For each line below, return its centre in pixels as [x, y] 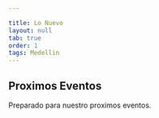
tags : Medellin [34, 53]
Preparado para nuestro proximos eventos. [80, 105]
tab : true [25, 38]
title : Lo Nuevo [36, 23]
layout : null [30, 30]
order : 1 [23, 45]
